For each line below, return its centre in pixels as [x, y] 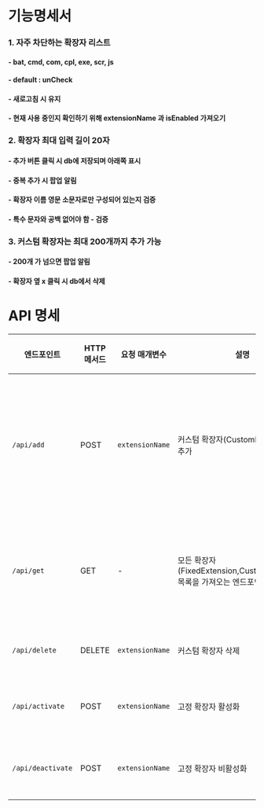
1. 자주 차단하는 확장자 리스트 [60, 42]
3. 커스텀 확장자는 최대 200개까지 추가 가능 [85, 241]
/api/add [28, 444]
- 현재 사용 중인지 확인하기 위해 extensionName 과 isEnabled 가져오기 [117, 118]
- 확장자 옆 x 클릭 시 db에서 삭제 [57, 281]
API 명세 [34, 316]
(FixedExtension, [208, 571]
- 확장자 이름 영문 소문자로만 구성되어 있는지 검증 [82, 200]
